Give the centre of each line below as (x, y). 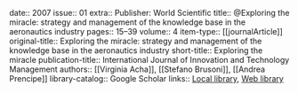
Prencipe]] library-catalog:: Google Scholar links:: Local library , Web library (147, 78)
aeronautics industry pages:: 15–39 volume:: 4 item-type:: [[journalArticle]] (146, 31)
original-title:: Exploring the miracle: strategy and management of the (136, 41)
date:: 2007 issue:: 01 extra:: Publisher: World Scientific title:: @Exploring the (149, 13)
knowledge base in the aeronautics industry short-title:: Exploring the (136, 50)
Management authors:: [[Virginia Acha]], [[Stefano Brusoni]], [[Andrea (137, 69)
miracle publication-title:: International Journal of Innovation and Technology (149, 60)
